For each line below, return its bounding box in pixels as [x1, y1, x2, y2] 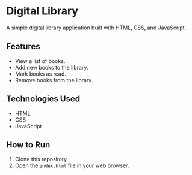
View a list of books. [14, 57, 66, 64]
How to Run [6, 140, 51, 150]
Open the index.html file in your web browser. [14, 162, 129, 169]
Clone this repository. [14, 156, 69, 163]
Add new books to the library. [14, 64, 88, 71]
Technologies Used [6, 94, 80, 104]
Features [6, 41, 40, 52]
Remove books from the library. [14, 76, 93, 83]
